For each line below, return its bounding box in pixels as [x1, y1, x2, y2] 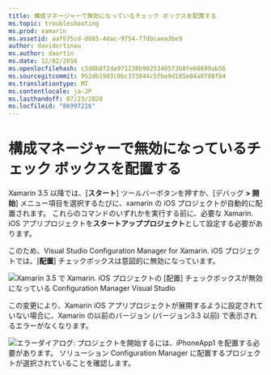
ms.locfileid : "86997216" [8, 102, 95, 110]
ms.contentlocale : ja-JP [8, 87, 92, 96]
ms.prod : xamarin [8, 27, 67, 35]
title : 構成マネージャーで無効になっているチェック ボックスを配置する [8, 11, 217, 20]
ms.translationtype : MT [8, 79, 89, 87]
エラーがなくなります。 [15, 321, 93, 330]
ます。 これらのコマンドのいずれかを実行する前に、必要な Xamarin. [29, 208, 253, 219]
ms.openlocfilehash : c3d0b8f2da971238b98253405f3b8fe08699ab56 [8, 65, 227, 73]
